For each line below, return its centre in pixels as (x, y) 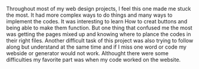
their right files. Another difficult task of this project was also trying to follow (100, 40)
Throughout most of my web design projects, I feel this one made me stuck (99, 9)
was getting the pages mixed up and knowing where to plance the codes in (99, 34)
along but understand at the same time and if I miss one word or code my (97, 47)
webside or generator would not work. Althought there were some (88, 53)
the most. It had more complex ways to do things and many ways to (89, 15)
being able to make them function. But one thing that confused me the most (99, 28)
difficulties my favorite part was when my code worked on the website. (94, 60)
